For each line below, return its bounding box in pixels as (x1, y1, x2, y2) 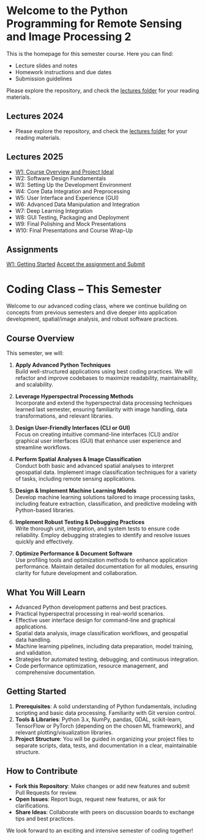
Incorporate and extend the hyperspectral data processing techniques (15, 399, 193, 407)
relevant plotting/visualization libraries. (15, 728, 113, 736)
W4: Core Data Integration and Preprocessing (15, 188, 130, 195)
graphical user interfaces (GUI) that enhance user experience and (15, 437, 182, 445)
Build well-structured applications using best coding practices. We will (15, 368, 193, 375)
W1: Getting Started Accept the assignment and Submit (6, 261, 146, 268)
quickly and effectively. (15, 538, 74, 546)
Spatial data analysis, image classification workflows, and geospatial (15, 629, 188, 636)
